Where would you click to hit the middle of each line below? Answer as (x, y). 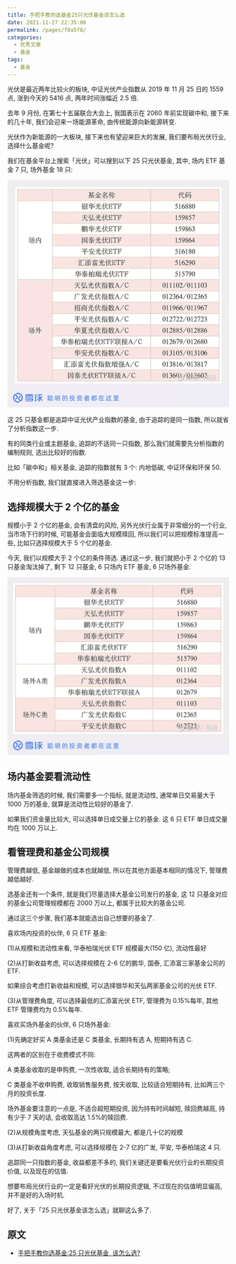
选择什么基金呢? (31, 146)
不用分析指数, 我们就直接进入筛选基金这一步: (72, 482)
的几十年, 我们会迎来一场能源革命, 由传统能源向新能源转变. (92, 122)
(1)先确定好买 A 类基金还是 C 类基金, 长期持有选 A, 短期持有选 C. (100, 1040)
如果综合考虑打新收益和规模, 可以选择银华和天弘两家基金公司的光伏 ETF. (112, 985)
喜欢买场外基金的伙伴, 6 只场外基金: (59, 1024)
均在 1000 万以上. (33, 828)
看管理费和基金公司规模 (58, 852)
